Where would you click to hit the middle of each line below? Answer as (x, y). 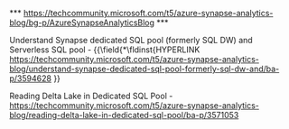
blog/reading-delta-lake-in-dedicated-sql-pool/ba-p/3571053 (124, 115)
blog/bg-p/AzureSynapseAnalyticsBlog (82, 23)
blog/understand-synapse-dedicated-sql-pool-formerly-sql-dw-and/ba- (144, 69)
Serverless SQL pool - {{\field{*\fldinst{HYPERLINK (105, 50)
